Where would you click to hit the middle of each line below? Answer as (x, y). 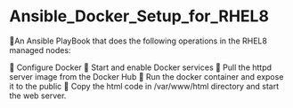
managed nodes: (40, 50)
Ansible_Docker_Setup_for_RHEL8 (139, 16)
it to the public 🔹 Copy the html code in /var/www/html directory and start (144, 86)
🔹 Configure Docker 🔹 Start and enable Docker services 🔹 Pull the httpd (141, 67)
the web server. (38, 96)
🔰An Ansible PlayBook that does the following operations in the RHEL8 (138, 41)
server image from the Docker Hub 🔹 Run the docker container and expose (146, 76)
